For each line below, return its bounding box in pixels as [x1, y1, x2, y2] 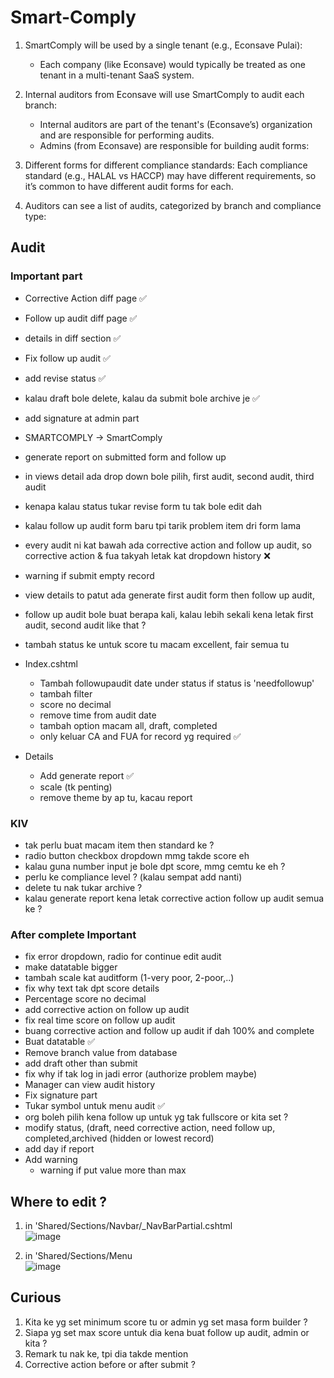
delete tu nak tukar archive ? [24, 881, 143, 893]
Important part [10, 269, 83, 283]
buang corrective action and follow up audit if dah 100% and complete [24, 1025, 315, 1037]
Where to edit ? [10, 1193, 108, 1210]
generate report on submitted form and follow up [24, 451, 227, 463]
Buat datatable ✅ [24, 1036, 95, 1048]
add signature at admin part [24, 412, 140, 424]
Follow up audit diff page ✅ [24, 312, 138, 324]
